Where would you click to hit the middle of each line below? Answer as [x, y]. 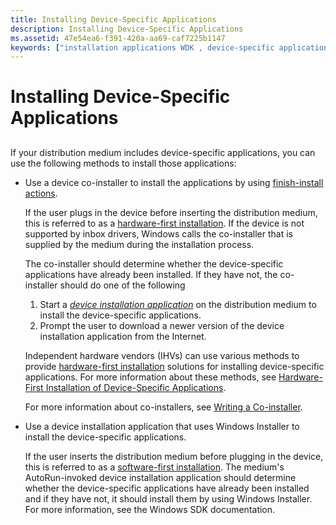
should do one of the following [122, 285]
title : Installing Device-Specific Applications [113, 19]
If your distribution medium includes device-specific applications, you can [163, 152]
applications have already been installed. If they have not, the [151, 274]
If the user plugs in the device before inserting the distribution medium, [171, 212]
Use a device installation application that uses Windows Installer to [162, 426]
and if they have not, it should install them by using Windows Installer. [168, 498]
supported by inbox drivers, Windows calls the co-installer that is [158, 233]
